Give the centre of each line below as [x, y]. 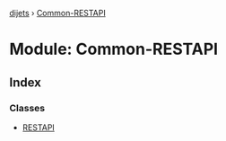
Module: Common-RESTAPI [113, 49]
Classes [27, 108]
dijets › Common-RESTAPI [57, 13]
